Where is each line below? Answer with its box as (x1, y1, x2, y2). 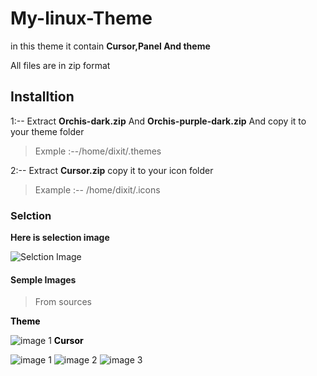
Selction (10, 208, 52, 222)
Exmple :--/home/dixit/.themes (34, 145, 162, 157)
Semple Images (10, 273, 77, 286)
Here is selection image (10, 232, 110, 244)
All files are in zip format (10, 59, 111, 71)
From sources (34, 296, 92, 308)
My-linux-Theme (10, 7, 153, 30)
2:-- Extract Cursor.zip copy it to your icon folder (10, 164, 214, 176)
